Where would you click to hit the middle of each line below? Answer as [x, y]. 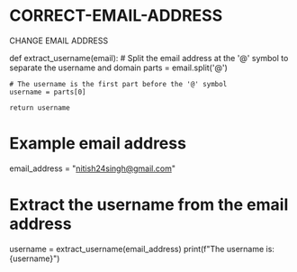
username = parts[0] [48, 92]
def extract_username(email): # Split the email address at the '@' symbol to [149, 58]
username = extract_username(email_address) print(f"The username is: [142, 249]
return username [40, 108]
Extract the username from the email [149, 205]
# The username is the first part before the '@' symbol [118, 84]
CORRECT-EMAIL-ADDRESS [116, 16]
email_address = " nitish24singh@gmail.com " [92, 168]
